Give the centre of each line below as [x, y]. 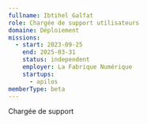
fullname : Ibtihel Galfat [51, 15]
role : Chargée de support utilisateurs [74, 23]
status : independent [56, 60]
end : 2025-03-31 [49, 52]
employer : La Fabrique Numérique [77, 67]
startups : [39, 74]
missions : [24, 38]
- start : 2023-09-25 [49, 45]
